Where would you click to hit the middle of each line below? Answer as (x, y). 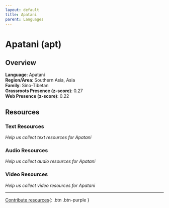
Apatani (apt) (33, 44)
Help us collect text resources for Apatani (48, 137)
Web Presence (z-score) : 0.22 (37, 96)
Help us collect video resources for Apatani (50, 185)
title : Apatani (21, 15)
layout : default (22, 10)
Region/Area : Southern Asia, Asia (40, 80)
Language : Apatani (25, 75)
